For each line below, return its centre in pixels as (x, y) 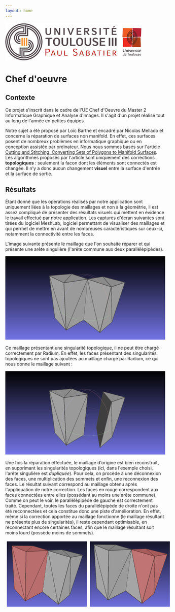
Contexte (20, 98)
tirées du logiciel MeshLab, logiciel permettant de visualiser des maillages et (85, 223)
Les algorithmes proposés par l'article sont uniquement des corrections (80, 157)
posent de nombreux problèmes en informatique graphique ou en (74, 141)
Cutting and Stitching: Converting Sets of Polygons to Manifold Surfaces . (81, 152)
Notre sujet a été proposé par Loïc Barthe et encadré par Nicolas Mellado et (84, 130)
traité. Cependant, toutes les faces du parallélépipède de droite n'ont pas (82, 505)
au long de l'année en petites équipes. (45, 121)
